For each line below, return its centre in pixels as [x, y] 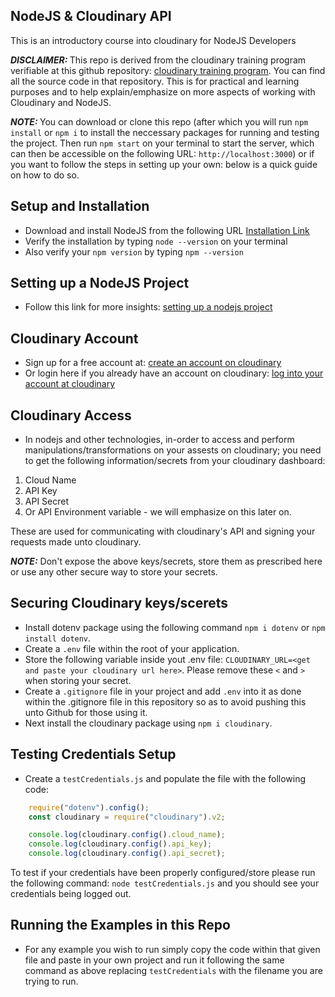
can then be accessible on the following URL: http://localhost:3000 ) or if [162, 153]
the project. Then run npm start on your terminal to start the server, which [162, 143]
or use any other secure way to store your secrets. [114, 572]
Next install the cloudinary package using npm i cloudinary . [148, 723]
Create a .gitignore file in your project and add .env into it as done [163, 691]
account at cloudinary [70, 384]
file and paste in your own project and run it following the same [154, 960]
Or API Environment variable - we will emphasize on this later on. [158, 512]
